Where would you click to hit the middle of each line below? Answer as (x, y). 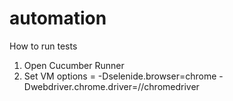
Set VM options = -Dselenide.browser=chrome (120, 76)
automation (58, 18)
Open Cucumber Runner (74, 65)
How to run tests (43, 46)
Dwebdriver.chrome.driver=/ (82, 86)
